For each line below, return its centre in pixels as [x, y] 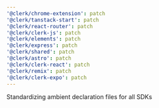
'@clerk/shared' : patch [41, 52]
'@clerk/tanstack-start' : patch [53, 20]
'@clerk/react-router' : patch [50, 26]
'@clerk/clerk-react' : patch [48, 65]
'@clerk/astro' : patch [39, 58]
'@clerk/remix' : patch [39, 71]
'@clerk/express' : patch [42, 45]
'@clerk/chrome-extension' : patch [56, 13]
